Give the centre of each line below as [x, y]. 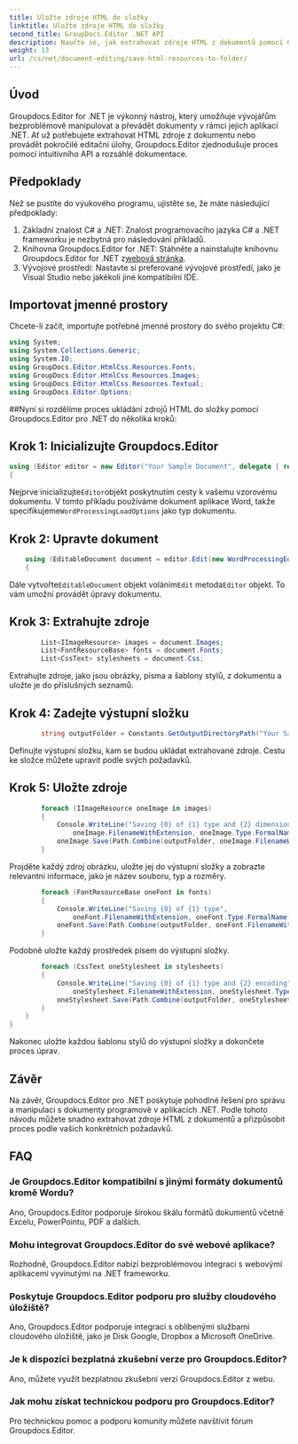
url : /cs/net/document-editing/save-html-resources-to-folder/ [129, 59]
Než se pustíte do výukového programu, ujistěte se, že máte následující [139, 203]
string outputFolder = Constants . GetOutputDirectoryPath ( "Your [160, 734]
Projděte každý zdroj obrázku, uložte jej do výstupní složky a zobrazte [137, 866]
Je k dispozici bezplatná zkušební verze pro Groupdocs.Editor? [148, 1360]
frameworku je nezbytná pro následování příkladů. [114, 239]
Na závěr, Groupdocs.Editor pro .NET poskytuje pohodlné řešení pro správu [147, 1100]
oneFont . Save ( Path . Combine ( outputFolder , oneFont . [152, 925]
